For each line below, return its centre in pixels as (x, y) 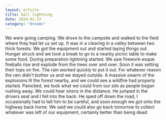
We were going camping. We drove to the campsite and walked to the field (82, 38)
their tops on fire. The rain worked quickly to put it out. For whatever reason (83, 70)
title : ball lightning (29, 14)
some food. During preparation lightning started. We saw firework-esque (80, 59)
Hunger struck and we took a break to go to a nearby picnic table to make (81, 54)
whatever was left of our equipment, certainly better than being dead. (77, 112)
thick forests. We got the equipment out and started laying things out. (77, 48)
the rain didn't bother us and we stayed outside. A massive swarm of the (80, 75)
